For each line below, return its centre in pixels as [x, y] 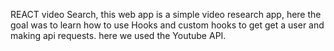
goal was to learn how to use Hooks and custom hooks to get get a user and [167, 25]
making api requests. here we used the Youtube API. [118, 35]
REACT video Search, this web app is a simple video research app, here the [166, 14]
